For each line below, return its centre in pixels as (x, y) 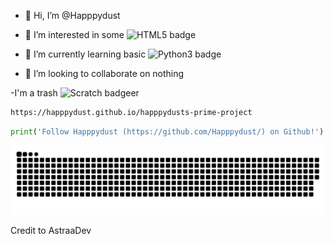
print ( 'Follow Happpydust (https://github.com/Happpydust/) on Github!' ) (167, 131)
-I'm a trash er (75, 93)
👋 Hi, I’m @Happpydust (72, 15)
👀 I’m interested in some (74, 34)
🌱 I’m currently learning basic (85, 54)
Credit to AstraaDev (51, 230)
